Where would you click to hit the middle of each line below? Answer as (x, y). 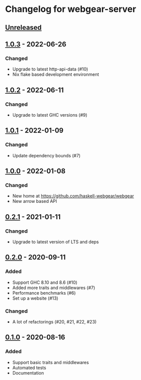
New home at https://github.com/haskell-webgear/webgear (73, 196)
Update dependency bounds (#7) (46, 155)
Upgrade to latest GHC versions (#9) (50, 115)
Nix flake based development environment (56, 74)
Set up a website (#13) (35, 298)
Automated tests (29, 368)
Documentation (28, 373)
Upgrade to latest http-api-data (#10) (50, 69)
